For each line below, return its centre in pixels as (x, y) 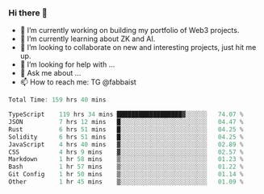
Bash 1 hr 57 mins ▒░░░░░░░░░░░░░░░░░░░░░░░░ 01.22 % (126, 167)
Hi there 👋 (28, 13)
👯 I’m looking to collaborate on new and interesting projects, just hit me (138, 47)
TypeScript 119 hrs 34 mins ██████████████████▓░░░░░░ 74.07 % (126, 115)
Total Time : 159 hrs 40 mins (57, 100)
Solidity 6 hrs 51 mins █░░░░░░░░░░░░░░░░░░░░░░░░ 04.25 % (126, 137)
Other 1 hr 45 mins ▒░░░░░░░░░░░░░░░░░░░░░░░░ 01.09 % (126, 182)
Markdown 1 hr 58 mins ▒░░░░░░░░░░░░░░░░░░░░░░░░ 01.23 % (126, 159)
